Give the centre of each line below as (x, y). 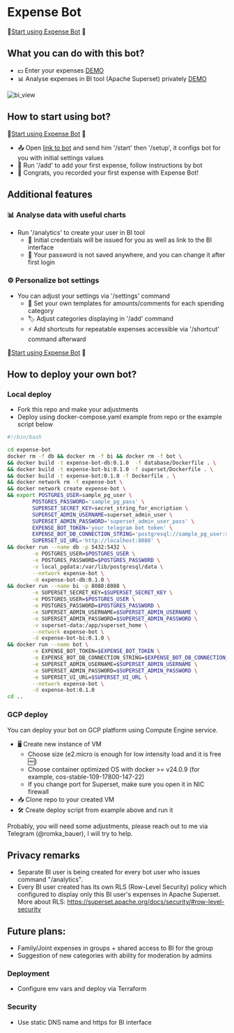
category (41, 310)
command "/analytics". (50, 880)
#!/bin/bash (24, 438)
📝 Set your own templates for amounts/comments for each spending (126, 303)
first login (41, 262)
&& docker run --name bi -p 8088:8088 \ (67, 586)
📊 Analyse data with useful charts (67, 215)
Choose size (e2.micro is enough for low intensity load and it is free (124, 754)
